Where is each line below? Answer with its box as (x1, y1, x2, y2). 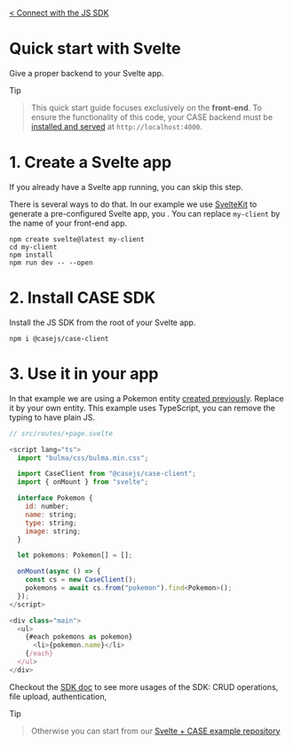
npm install (9, 250, 53, 259)
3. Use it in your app (9, 364, 159, 384)
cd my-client (9, 242, 58, 251)
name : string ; (25, 510, 77, 519)
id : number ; (25, 502, 69, 511)
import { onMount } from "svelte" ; (17, 478, 149, 487)
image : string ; (25, 527, 82, 535)
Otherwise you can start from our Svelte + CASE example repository (30, 725, 281, 736)
